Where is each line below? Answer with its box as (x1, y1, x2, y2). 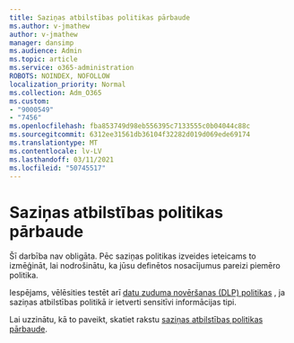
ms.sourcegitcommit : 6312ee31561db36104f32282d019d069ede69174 (9, 130, 251, 139)
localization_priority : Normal (9, 80, 126, 89)
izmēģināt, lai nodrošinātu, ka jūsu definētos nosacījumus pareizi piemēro (9, 260, 281, 271)
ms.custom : (9, 96, 50, 106)
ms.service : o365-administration (9, 64, 134, 73)
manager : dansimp (9, 38, 74, 48)
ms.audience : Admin (9, 47, 82, 56)
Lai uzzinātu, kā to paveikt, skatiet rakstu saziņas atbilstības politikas (9, 314, 264, 325)
